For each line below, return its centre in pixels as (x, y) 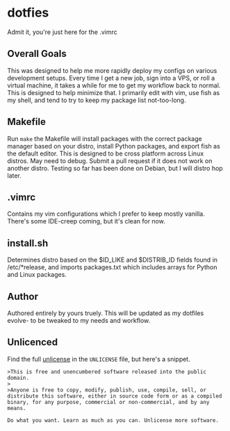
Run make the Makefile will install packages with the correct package (105, 138)
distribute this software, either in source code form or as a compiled (115, 396)
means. (17, 408)
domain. (18, 378)
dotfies (28, 13)
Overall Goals (37, 54)
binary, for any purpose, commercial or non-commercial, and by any (108, 402)
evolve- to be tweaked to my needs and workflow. (79, 320)
